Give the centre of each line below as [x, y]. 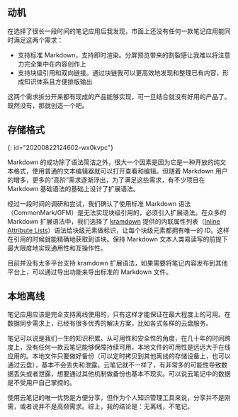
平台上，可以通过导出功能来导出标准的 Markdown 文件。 [90, 272]
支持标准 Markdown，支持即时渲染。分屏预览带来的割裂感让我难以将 [118, 55]
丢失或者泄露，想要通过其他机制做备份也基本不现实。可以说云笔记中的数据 [122, 374]
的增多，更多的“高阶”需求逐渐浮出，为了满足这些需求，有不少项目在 [106, 180]
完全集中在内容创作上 [55, 64]
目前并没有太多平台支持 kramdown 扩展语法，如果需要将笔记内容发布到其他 [118, 263]
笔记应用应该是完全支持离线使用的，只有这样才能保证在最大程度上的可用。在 [119, 314]
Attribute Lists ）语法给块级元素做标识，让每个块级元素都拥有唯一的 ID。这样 [119, 230]
